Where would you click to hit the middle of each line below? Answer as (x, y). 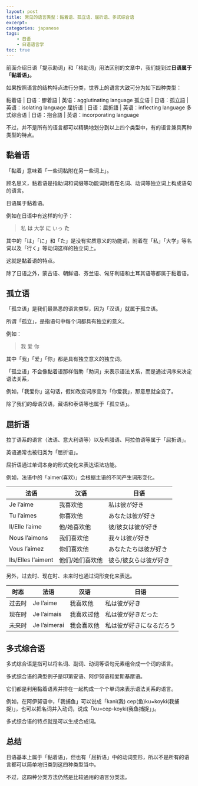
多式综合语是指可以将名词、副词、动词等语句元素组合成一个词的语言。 (91, 664)
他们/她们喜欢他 (81, 560)
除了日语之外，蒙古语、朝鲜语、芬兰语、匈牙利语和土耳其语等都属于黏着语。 (99, 273)
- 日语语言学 (30, 45)
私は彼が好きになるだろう (141, 625)
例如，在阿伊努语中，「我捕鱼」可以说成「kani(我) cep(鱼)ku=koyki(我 (90, 701)
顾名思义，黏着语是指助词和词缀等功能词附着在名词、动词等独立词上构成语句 (99, 183)
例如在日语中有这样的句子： (40, 216)
